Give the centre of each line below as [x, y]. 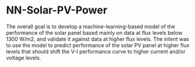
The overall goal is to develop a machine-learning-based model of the [90, 26]
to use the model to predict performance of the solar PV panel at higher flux [98, 45]
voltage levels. [23, 58]
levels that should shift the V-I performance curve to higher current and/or [96, 51]
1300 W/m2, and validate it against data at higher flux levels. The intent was [97, 39]
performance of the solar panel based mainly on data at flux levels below [94, 32]
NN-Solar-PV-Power [57, 10]
